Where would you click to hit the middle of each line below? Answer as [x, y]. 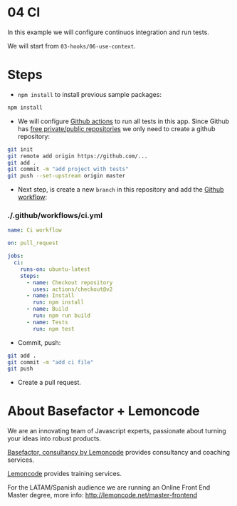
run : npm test [54, 329]
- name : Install [50, 296]
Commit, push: [39, 342]
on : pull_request [33, 243]
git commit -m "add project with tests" [68, 169]
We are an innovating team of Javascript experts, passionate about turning [117, 431]
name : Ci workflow [35, 230]
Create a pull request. [49, 383]
